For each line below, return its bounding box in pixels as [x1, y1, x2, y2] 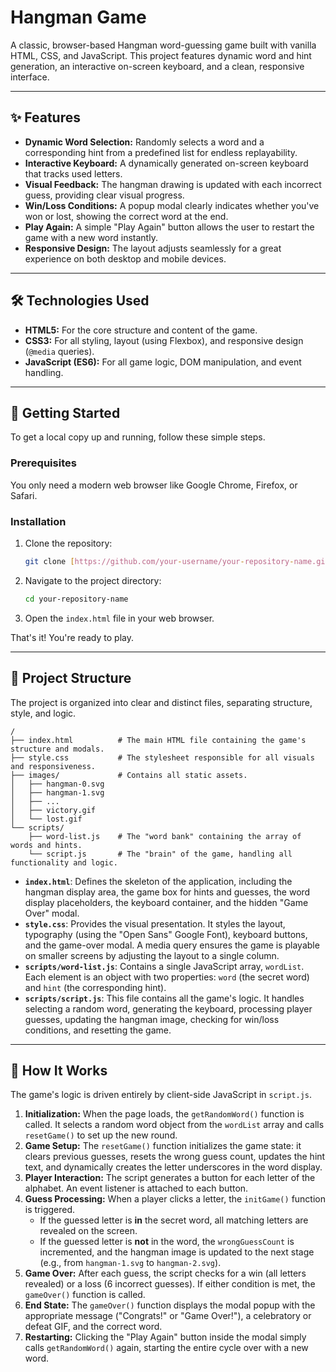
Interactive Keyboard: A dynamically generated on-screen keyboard [24, 157, 309, 169]
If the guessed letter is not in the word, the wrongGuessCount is [39, 1236, 295, 1248]
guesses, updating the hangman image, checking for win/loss [24, 1013, 280, 1025]
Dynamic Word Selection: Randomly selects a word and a [24, 136, 265, 148]
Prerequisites [10, 456, 77, 470]
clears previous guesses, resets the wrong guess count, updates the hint [24, 1151, 326, 1163]
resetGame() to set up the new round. [24, 1129, 178, 1141]
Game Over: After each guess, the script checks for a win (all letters [24, 1267, 307, 1280]
